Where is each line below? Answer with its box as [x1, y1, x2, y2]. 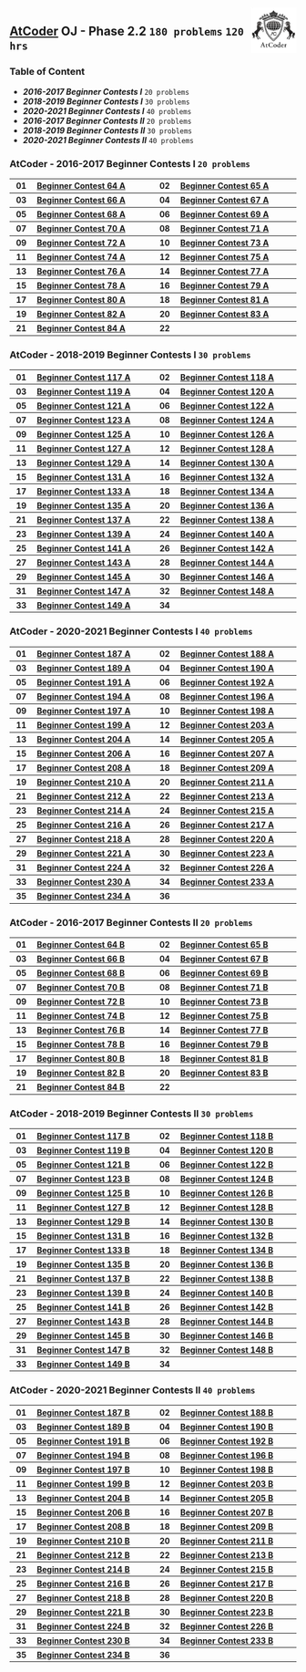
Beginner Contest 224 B [36, 1621, 130, 1632]
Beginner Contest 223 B [179, 1606, 274, 1617]
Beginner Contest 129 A [36, 457, 131, 468]
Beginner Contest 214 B [36, 1563, 130, 1574]
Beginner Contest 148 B [179, 1344, 274, 1355]
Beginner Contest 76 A [36, 266, 126, 277]
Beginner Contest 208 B [36, 1521, 130, 1532]
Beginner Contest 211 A [179, 777, 275, 788]
